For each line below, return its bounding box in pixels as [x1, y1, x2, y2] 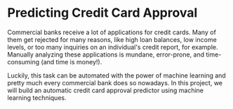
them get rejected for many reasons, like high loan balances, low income [7, 35, 218, 43]
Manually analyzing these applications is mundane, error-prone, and [7, 50, 205, 59]
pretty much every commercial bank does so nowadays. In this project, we [7, 78, 223, 87]
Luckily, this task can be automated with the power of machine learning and [7, 71, 226, 80]
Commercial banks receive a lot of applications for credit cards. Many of [7, 28, 216, 36]
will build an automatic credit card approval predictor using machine [7, 86, 204, 94]
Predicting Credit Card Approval [7, 5, 198, 21]
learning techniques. [7, 93, 67, 102]
